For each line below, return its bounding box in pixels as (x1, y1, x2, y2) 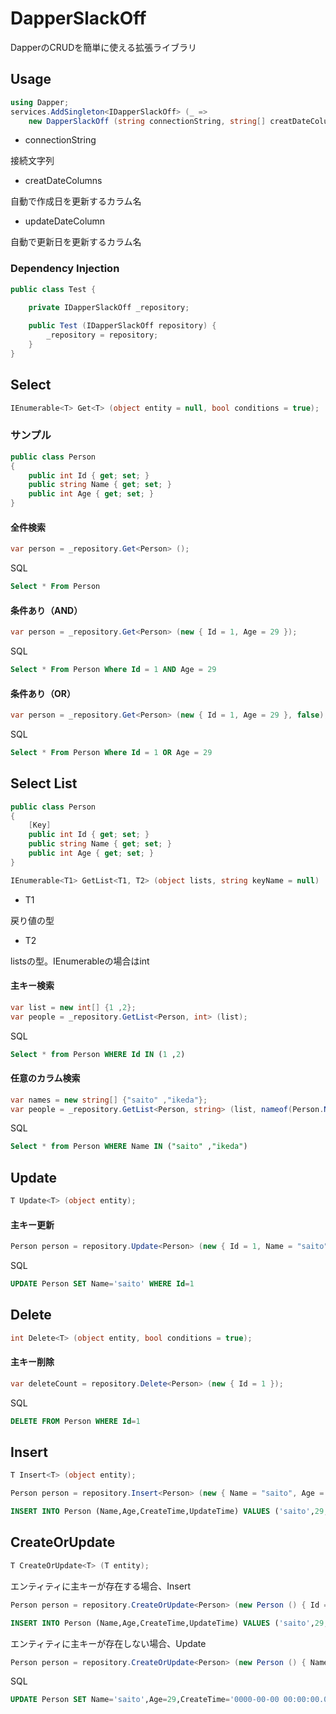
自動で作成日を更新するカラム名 (10, 195, 142, 207)
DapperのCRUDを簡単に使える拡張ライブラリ (10, 41, 197, 53)
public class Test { (10, 284, 97, 294)
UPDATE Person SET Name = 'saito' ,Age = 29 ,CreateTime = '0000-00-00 (10, 1695, 280, 1705)
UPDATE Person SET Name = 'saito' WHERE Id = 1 (10, 1279, 195, 1289)
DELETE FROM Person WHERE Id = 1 (10, 1416, 141, 1426)
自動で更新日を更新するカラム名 (10, 236, 142, 248)
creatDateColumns (24, 175, 103, 187)
